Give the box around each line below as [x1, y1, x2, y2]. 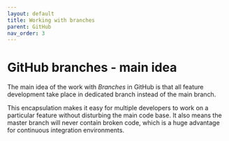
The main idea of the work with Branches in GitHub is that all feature [7, 83, 204, 91]
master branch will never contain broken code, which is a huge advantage [7, 119, 220, 127]
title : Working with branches [7, 17, 96, 24]
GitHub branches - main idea [7, 60, 177, 75]
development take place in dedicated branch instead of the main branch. [7, 90, 216, 98]
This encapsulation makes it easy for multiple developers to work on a [7, 104, 209, 112]
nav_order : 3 [7, 29, 45, 37]
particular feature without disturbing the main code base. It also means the [7, 111, 222, 119]
